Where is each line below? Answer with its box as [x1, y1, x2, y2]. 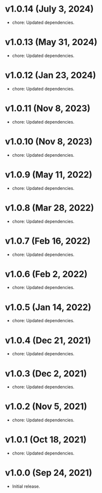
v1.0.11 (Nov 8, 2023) [5, 103, 91, 114]
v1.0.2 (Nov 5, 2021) [5, 401, 87, 412]
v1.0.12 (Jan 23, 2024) [5, 70, 96, 81]
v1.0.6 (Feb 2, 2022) [5, 269, 88, 279]
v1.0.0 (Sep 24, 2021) [5, 467, 92, 478]
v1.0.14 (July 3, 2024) [5, 3, 94, 15]
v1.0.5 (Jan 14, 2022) [5, 302, 91, 312]
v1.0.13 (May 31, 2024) [5, 37, 98, 48]
